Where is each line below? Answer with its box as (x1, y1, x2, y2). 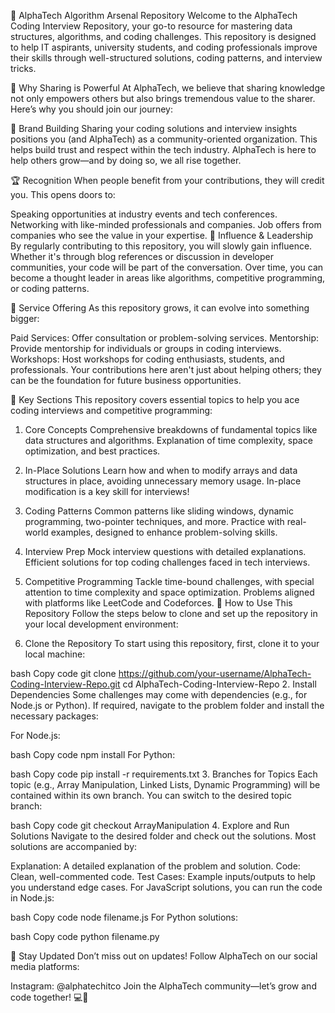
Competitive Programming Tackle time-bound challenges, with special (24, 576, 315, 587)
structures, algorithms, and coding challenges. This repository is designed (10, 31, 317, 42)
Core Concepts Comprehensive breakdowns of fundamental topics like (24, 424, 318, 435)
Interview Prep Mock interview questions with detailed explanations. (24, 546, 307, 557)
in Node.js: (10, 892, 55, 904)
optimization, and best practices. (24, 445, 161, 457)
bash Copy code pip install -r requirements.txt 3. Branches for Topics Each (10, 768, 318, 780)
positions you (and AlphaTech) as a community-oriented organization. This (10, 133, 318, 145)
